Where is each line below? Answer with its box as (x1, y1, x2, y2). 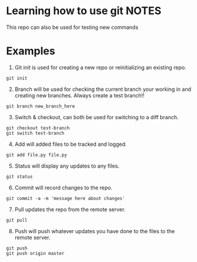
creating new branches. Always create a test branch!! (14, 91, 145, 99)
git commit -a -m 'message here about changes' (6, 195, 126, 201)
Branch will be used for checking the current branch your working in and (14, 86, 192, 93)
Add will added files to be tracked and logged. (14, 140, 127, 148)
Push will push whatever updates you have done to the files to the (14, 227, 175, 234)
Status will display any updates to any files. (14, 162, 120, 169)
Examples (6, 44, 55, 58)
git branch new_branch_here (6, 103, 75, 109)
